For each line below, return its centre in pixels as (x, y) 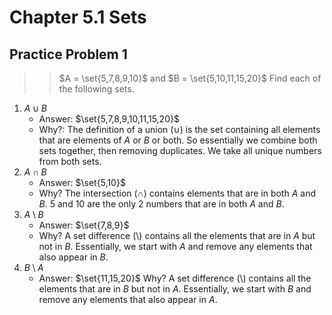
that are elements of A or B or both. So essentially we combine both (178, 140)
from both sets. (70, 161)
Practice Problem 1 (68, 54)
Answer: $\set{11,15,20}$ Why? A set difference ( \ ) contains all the (175, 278)
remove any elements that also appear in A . (128, 299)
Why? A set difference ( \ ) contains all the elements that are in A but (177, 235)
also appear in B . (73, 257)
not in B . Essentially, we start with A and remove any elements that (175, 246)
